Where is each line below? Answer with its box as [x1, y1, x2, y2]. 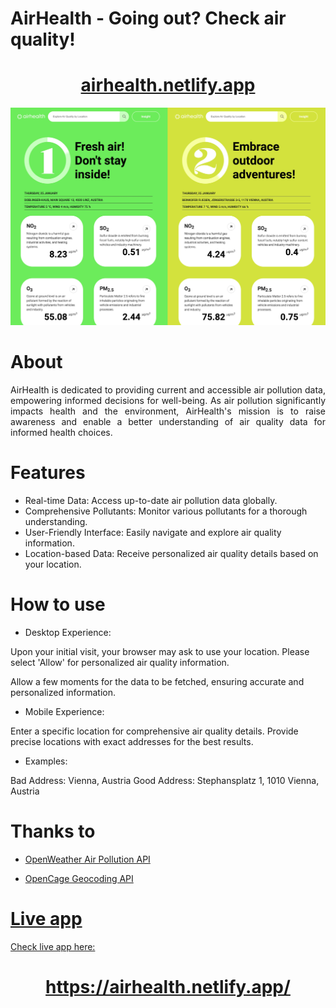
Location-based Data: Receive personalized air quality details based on [24, 547, 319, 559]
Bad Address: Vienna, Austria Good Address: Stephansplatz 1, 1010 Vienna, [10, 774, 320, 786]
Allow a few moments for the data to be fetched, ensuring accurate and [10, 675, 305, 687]
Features [10, 462, 86, 484]
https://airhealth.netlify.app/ [45, 975, 291, 998]
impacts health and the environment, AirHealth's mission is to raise [10, 405, 326, 417]
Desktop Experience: [24, 626, 112, 638]
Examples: [24, 755, 68, 767]
